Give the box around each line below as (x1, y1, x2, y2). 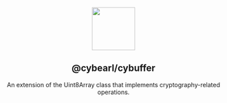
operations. (97, 88, 130, 96)
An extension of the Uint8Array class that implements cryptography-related (7, 80, 220, 89)
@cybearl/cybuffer (71, 62, 156, 74)
